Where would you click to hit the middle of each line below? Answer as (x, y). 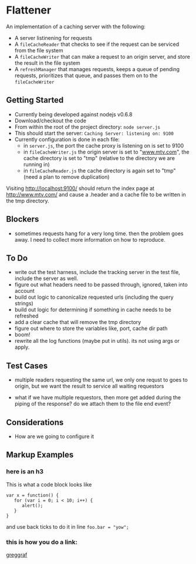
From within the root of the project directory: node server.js (87, 126)
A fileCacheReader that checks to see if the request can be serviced (97, 44)
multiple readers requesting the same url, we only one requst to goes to (101, 380)
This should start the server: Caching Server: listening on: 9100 (94, 133)
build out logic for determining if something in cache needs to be (93, 310)
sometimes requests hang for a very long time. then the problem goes (99, 233)
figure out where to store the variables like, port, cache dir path (91, 328)
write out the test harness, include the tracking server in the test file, (97, 272)
